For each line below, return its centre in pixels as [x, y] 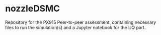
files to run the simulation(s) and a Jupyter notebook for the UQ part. [75, 27]
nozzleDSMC [33, 9]
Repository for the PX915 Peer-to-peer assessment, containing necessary [81, 22]
